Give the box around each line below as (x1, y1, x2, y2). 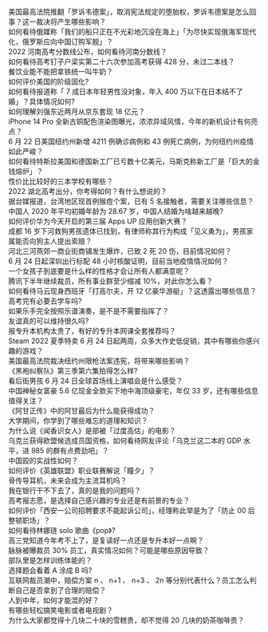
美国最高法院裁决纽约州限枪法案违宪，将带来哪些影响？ (8, 356, 190, 365)
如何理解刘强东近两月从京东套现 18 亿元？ (8, 107, 146, 116)
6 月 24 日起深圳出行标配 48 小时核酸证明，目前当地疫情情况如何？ (8, 256, 229, 266)
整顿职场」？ (8, 515, 50, 525)
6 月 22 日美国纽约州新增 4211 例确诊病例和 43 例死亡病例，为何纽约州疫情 (8, 136, 254, 146)
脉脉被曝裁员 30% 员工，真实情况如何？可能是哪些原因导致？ (8, 546, 210, 555)
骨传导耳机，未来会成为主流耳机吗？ (8, 476, 128, 485)
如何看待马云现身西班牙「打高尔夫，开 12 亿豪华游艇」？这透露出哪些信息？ (8, 286, 258, 295)
